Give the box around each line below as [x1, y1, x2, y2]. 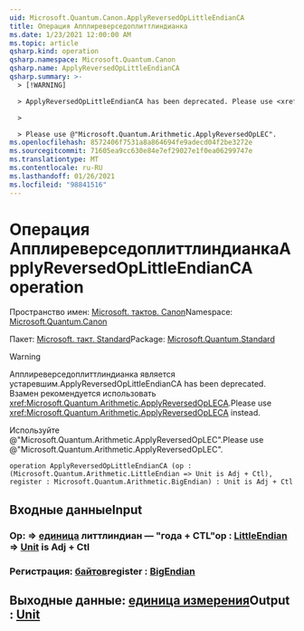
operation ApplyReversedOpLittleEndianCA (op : [9, 462, 193, 471]
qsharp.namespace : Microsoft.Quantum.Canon [9, 55, 176, 64]
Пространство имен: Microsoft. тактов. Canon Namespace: [9, 307, 233, 318]
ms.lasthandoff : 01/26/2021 [9, 171, 116, 181]
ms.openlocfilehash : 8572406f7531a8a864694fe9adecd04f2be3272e [9, 138, 253, 148]
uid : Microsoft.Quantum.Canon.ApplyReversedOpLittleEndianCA [9, 13, 245, 23]
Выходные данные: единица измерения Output [9, 593, 290, 608]
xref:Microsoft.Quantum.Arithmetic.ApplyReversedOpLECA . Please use [9, 397, 272, 408]
